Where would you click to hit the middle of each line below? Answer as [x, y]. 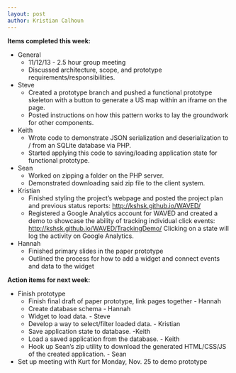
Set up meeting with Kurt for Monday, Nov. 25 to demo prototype [112, 361]
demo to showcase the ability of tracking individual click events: [122, 220]
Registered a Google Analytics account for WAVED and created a [123, 213]
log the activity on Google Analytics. [81, 236]
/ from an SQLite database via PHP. [79, 145]
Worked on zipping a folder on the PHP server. [96, 175]
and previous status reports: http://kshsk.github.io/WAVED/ [114, 205]
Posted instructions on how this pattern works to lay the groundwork [128, 115]
